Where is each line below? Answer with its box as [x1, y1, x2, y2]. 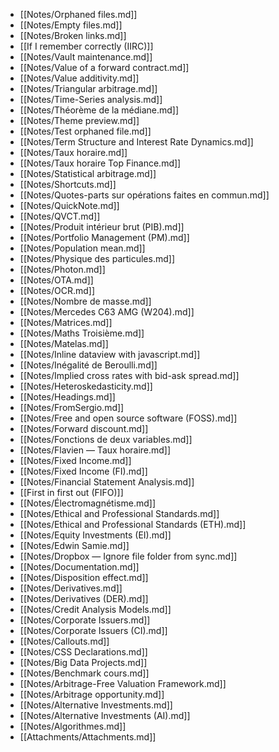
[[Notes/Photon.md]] [19, 264, 106, 275]
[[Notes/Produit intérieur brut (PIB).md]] [19, 221, 185, 233]
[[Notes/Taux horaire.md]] [19, 147, 128, 158]
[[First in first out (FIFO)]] [19, 487, 124, 498]
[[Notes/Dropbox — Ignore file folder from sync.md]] [19, 550, 238, 562]
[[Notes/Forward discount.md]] [19, 423, 149, 434]
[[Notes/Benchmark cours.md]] [19, 667, 150, 679]
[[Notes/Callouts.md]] [19, 635, 110, 647]
